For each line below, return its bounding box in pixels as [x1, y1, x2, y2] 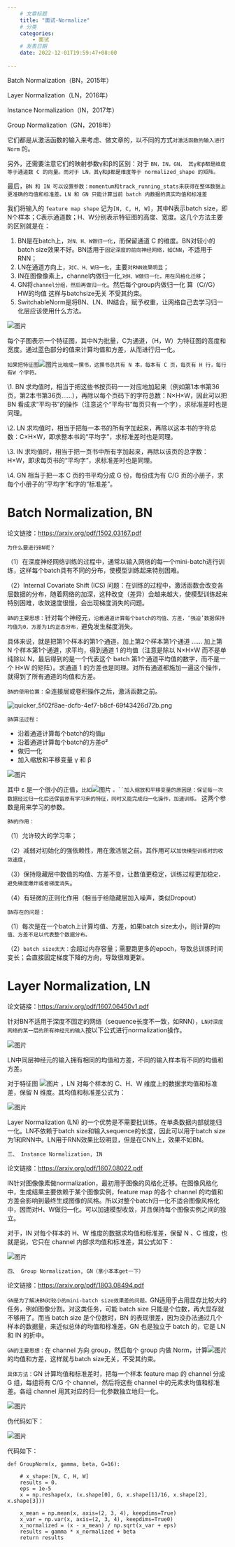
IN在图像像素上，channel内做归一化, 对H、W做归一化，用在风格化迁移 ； [17, 271, 208, 280]
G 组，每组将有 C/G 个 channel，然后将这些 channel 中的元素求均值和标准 [7, 1378, 220, 1386]
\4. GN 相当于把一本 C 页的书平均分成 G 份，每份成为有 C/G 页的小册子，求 [7, 471, 224, 479]
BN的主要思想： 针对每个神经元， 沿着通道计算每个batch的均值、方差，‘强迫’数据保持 [7, 613, 225, 621]
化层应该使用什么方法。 [17, 306, 85, 315]
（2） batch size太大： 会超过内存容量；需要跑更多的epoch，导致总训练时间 [7, 944, 224, 952]
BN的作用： [7, 818, 35, 825]
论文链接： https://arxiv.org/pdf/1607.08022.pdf [7, 1163, 143, 1172]
